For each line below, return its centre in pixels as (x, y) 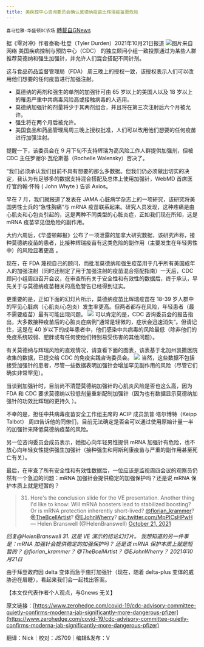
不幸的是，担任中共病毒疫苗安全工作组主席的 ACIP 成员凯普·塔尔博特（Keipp (102, 414)
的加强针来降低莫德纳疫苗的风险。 (49, 429)
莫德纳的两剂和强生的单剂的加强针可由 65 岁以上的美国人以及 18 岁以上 (104, 91)
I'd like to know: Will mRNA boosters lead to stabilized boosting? (110, 504)
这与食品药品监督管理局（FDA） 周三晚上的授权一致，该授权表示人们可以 (97, 71)
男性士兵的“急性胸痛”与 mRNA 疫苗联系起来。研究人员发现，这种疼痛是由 (103, 207)
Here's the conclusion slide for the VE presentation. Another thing (112, 498)
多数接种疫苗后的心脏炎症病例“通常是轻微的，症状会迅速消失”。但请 (107, 322)
